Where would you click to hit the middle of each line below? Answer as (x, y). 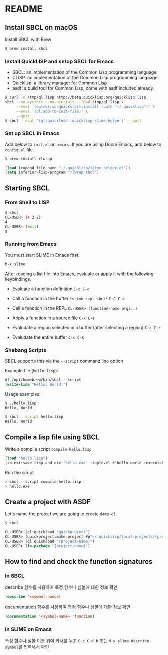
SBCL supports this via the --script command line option (64, 361)
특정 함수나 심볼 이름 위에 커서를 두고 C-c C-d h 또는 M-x (60, 641)
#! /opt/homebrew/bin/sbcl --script (43, 380)
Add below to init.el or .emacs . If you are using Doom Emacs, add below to (83, 144)
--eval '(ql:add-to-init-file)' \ (52, 111)
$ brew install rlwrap (29, 159)
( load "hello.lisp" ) (27, 458)
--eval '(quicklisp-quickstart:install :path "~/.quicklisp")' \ (86, 106)
